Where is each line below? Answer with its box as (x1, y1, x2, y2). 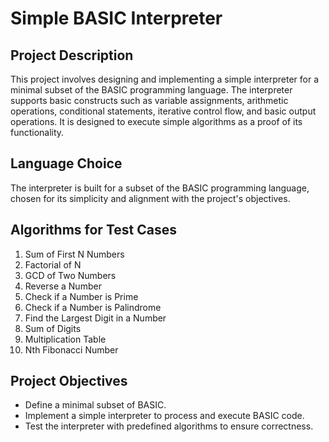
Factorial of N (24, 258, 82, 271)
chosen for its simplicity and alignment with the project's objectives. (10, 192, 291, 204)
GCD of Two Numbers (24, 269, 117, 281)
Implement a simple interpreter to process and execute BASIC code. (24, 410, 305, 422)
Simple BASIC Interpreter (10, 7, 223, 30)
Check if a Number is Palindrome (24, 301, 162, 313)
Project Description (10, 47, 134, 64)
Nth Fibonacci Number (24, 343, 119, 356)
